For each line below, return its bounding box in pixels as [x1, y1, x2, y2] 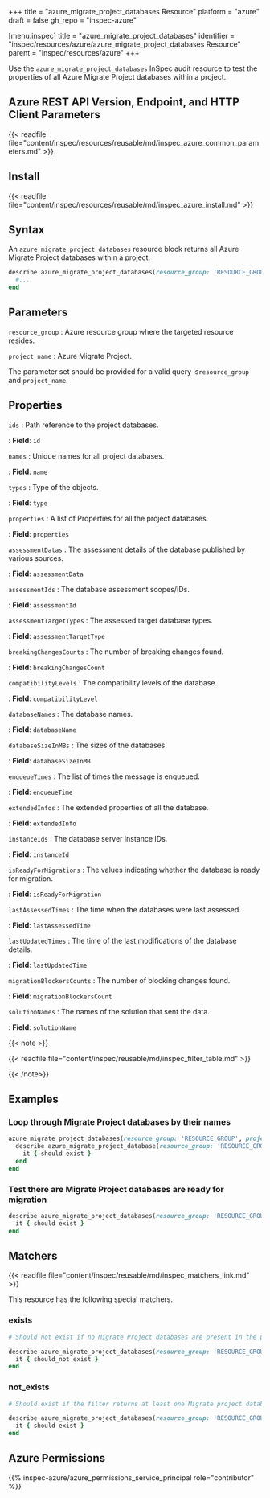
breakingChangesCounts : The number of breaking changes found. [8, 647, 224, 656]
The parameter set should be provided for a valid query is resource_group [8, 366, 250, 377]
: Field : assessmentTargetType [8, 631, 106, 640]
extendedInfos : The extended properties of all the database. [8, 802, 209, 812]
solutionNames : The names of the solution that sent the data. [8, 1006, 211, 1016]
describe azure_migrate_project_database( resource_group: [15, 1142, 215, 1150]
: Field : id [8, 435, 41, 445]
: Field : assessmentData [8, 569, 84, 578]
